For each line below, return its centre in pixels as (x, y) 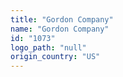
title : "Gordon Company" (62, 19)
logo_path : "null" (48, 47)
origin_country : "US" (55, 57)
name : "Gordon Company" (60, 29)
